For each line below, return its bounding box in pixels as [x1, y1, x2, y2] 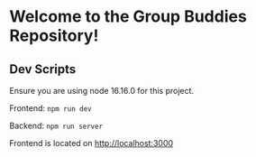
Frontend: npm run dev [9, 103, 92, 114]
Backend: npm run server [9, 120, 104, 131]
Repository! [9, 25, 99, 46]
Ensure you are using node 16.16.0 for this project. [9, 86, 195, 96]
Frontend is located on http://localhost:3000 [9, 138, 174, 148]
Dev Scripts [9, 61, 77, 77]
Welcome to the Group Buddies [9, 6, 248, 27]
